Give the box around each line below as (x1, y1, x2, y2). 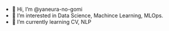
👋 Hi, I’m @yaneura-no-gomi (11, 6, 83, 13)
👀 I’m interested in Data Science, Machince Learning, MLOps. (11, 12, 164, 19)
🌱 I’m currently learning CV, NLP (11, 18, 92, 25)
